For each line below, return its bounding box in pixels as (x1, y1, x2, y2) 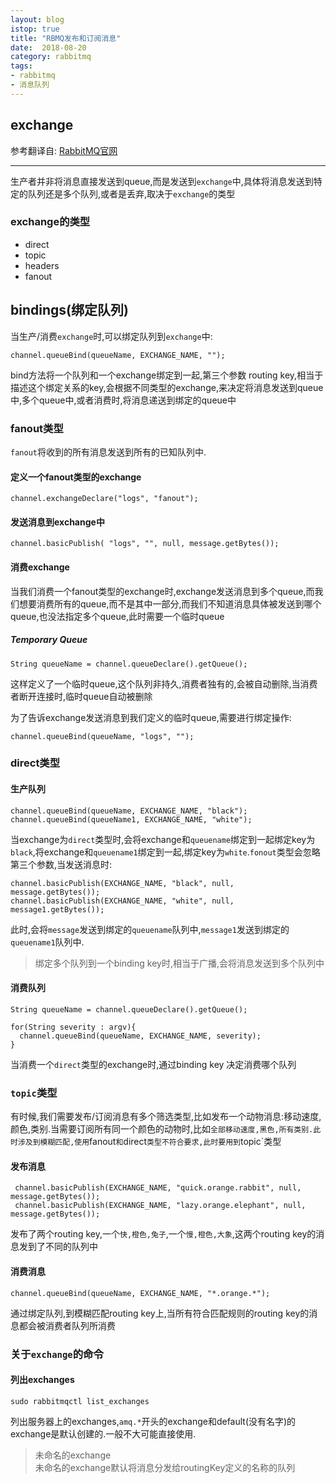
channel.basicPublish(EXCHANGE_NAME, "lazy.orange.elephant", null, (14, 1201, 307, 1211)
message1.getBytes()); (10, 904, 105, 915)
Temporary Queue (10, 634, 88, 646)
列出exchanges (10, 1374, 75, 1386)
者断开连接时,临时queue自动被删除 (10, 690, 153, 702)
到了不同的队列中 (27, 1241, 98, 1253)
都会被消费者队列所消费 (18, 1319, 116, 1331)
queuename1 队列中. (10, 936, 85, 948)
